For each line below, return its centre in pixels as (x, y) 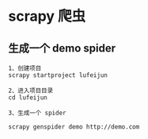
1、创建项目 (25, 68)
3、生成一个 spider (37, 113)
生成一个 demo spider (62, 48)
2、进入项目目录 (31, 91)
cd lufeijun (28, 98)
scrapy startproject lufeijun (58, 75)
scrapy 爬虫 (47, 16)
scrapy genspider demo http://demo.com (74, 127)
